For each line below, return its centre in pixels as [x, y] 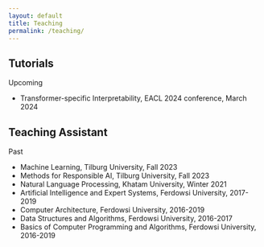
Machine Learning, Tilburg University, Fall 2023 [99, 167]
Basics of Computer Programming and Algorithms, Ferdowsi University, [138, 227]
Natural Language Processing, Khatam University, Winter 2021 [123, 184]
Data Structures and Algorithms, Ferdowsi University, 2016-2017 [126, 218]
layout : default [35, 16]
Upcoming [25, 83]
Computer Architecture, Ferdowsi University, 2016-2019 [112, 210]
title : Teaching [35, 23]
